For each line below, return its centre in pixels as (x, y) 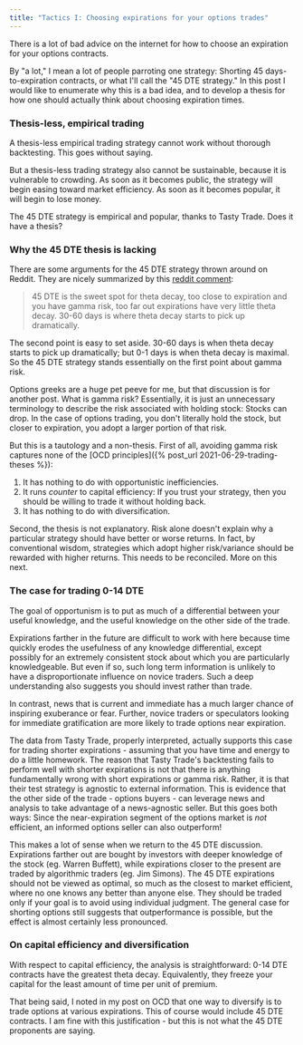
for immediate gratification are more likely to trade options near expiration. (148, 722)
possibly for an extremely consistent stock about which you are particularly (150, 657)
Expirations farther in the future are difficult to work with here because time (150, 638)
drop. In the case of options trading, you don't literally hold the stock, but (146, 419)
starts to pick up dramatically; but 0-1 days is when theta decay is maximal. (149, 353)
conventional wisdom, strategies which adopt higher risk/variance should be (151, 548)
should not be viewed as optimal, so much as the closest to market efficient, (151, 883)
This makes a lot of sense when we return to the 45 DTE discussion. (136, 845)
